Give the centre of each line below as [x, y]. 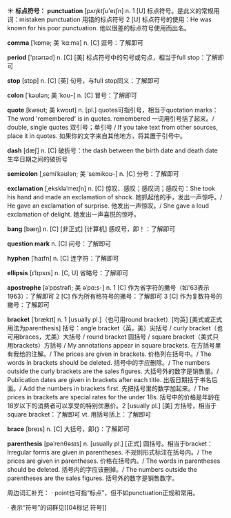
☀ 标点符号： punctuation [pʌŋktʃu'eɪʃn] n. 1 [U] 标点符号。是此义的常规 [110, 11]
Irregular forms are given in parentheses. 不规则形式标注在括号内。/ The [110, 452]
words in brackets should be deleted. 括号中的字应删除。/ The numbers [109, 362]
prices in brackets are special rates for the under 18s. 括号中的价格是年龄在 [114, 397]
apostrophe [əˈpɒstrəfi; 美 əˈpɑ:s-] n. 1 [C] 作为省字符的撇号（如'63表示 [109, 288]
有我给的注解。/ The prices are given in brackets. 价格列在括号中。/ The [109, 354]
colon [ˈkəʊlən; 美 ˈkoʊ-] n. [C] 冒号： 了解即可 [72, 95]
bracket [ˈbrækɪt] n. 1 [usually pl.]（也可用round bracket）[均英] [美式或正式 [115, 319]
